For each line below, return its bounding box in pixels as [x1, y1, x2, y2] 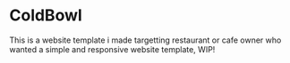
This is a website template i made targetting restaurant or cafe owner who [9, 35, 282, 45]
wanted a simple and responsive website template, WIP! [9, 43, 216, 54]
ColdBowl [9, 5, 82, 26]
